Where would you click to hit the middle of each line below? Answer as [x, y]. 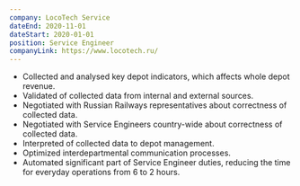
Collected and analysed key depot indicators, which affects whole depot [156, 76]
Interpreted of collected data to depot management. [118, 144]
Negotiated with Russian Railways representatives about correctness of [154, 105]
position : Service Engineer [62, 43]
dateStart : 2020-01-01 [52, 34]
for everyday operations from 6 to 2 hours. [101, 173]
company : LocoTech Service [60, 18]
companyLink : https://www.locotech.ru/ [84, 51]
